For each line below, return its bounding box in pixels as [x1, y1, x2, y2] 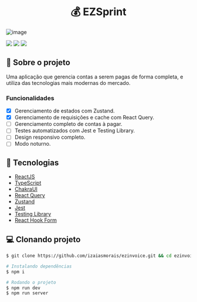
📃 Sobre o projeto [6, 57, 70, 68]
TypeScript [14, 180, 42, 187]
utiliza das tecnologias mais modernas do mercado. [6, 79, 131, 86]
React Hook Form [14, 217, 57, 224]
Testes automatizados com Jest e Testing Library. [14, 127, 135, 134]
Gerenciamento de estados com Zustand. [14, 107, 116, 115]
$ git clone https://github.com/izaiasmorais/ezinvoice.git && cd [6, 253, 172, 259]
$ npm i [6, 269, 25, 274]
